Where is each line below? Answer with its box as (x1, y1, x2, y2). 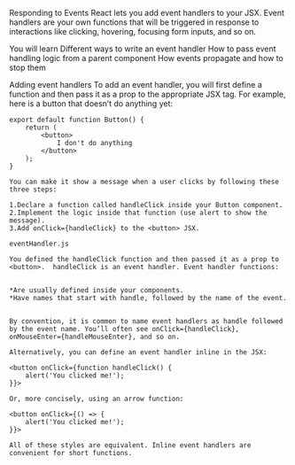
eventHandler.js (9, 239, 69, 248)
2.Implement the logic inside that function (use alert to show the (9, 208, 268, 217)
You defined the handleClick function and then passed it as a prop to (9, 255, 279, 264)
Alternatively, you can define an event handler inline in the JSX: (9, 348, 268, 357)
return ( (25, 123, 58, 132)
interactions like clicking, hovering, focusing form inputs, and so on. (9, 27, 257, 36)
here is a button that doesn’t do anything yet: (9, 98, 174, 109)
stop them (9, 62, 47, 73)
